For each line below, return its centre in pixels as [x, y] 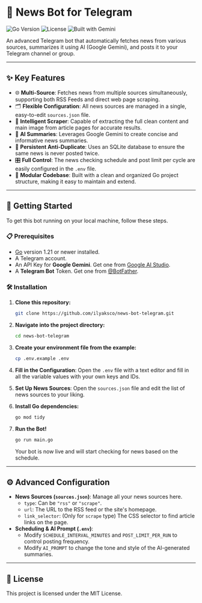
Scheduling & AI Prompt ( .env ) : [54, 529]
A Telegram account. [41, 258]
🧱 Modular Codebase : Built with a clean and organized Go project [96, 175]
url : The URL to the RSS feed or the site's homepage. [90, 510]
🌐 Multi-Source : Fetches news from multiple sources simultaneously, [101, 92]
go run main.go [34, 440]
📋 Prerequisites [30, 236]
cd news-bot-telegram [42, 336]
